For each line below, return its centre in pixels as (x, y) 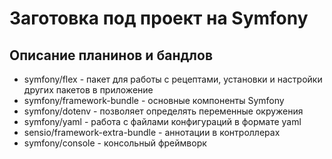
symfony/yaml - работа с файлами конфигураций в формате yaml (162, 121)
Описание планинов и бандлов (111, 55)
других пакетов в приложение (88, 90)
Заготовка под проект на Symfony (159, 18)
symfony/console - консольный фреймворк (115, 143)
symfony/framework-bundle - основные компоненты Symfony (154, 100)
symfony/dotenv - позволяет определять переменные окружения (163, 111)
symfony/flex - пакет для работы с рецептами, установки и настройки (173, 79)
